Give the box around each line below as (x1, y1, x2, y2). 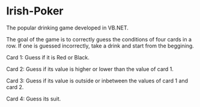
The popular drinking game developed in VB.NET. (6, 24, 129, 31)
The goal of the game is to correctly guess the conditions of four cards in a (6, 35, 192, 43)
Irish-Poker (6, 4, 64, 18)
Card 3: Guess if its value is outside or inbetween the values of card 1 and (6, 77, 188, 84)
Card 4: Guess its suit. (6, 95, 61, 102)
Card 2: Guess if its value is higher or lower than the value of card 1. (6, 65, 174, 73)
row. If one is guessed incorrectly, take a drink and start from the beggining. (6, 42, 194, 49)
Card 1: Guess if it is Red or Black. (6, 53, 90, 61)
